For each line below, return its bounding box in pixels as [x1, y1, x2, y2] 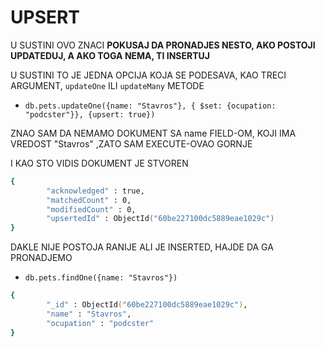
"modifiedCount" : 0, [46, 204, 137, 215]
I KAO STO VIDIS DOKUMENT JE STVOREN [10, 157, 189, 169]
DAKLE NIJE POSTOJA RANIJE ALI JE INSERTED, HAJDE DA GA [10, 241, 274, 253]
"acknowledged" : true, [46, 186, 145, 196]
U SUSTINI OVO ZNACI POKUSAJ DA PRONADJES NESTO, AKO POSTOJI [10, 39, 316, 51]
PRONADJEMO [10, 252, 73, 264]
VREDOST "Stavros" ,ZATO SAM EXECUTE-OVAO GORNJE [10, 137, 253, 150]
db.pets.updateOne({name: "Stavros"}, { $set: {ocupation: [24, 101, 277, 111]
